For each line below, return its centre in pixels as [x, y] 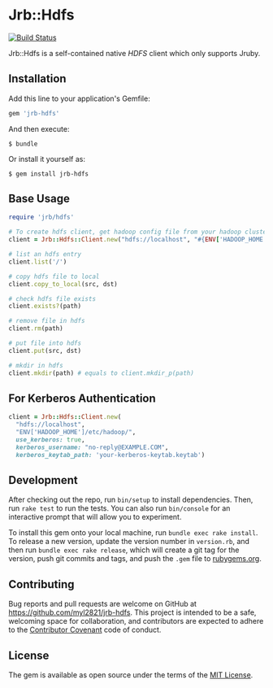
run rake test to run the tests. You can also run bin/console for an [119, 508]
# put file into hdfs [45, 343]
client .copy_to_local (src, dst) [63, 284]
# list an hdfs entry [45, 255]
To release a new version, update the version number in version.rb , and [129, 542]
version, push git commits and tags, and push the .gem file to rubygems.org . [135, 559]
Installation [37, 79]
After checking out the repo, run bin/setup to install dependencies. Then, [131, 500]
